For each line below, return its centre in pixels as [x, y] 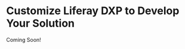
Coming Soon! [24, 40]
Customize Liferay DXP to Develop [93, 11]
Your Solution [41, 23]
